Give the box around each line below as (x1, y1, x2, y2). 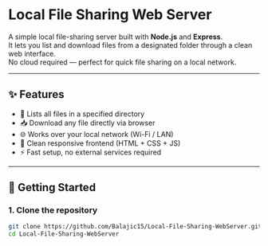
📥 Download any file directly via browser (19, 118, 156, 127)
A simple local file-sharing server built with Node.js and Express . (8, 32, 223, 41)
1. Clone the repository (8, 205, 98, 216)
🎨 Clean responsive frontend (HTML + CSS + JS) (19, 138, 181, 148)
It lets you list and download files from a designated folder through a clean (8, 40, 253, 49)
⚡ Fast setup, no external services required (19, 147, 162, 157)
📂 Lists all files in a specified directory (19, 109, 145, 119)
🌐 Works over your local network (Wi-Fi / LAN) (19, 129, 174, 139)
